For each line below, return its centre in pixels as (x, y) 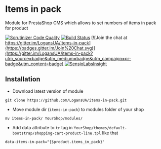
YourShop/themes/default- (101, 128)
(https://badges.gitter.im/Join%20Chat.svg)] (50, 48)
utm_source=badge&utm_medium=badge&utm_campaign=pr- (68, 58)
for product (17, 28)
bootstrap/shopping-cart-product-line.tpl (57, 133)
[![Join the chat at (109, 37)
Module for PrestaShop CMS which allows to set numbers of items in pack (81, 23)
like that (110, 133)
